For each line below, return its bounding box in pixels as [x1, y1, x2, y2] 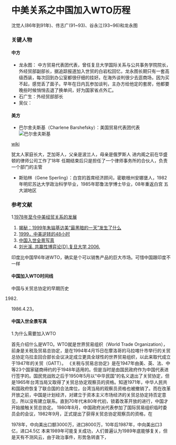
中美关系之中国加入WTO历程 [11, 5, 131, 16]
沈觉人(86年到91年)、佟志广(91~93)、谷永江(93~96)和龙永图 [11, 22, 138, 28]
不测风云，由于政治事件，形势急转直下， [24, 434, 109, 440]
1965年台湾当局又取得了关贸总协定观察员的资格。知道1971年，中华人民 [15, 379, 163, 385]
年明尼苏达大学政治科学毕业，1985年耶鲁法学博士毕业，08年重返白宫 [18, 181, 163, 187]
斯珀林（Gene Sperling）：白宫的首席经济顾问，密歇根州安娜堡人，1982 [18, 175, 167, 181]
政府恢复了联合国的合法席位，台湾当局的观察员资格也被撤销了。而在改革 [20, 385, 171, 391]
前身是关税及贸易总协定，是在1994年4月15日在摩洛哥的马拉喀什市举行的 [11, 347, 162, 353]
